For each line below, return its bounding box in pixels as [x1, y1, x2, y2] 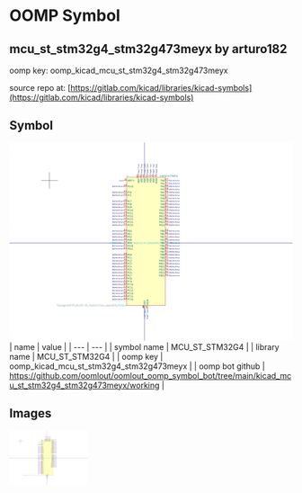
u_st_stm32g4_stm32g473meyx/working [9, 380, 160, 390]
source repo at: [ [9, 83, 71, 93]
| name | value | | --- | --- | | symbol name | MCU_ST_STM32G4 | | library [9, 341, 280, 352]
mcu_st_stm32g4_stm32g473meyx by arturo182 [9, 41, 288, 57]
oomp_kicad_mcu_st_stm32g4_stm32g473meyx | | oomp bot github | [9, 361, 265, 372]
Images [9, 406, 52, 421]
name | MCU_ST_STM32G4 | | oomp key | [9, 351, 164, 362]
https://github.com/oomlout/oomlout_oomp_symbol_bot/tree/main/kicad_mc [9, 370, 292, 381]
